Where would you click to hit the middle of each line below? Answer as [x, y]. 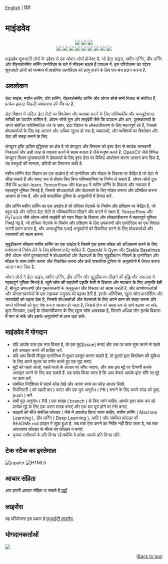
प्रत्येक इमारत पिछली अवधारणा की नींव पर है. [40, 104]
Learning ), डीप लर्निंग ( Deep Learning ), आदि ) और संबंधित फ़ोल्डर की [75, 418]
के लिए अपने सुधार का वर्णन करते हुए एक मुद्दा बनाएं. [52, 361]
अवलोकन [16, 86]
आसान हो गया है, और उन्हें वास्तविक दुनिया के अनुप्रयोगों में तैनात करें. [59, 196]
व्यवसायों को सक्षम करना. [25, 234]
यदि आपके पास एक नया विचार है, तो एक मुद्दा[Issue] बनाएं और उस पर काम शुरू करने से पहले [86, 344]
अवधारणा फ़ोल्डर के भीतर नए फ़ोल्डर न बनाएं [47, 429]
